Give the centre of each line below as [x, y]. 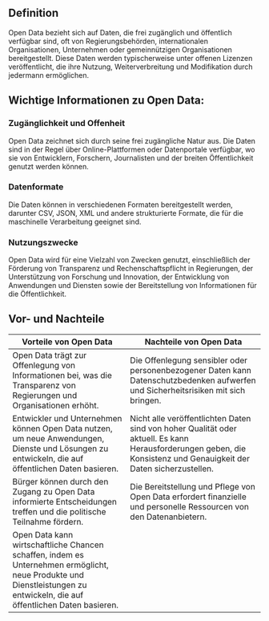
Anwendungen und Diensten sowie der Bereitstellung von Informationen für [133, 286]
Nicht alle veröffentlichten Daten [191, 418]
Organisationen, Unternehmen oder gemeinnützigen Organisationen [120, 49]
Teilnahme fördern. [48, 522]
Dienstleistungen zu [50, 585]
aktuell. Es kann [160, 438]
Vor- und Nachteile [56, 319]
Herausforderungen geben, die [188, 448]
